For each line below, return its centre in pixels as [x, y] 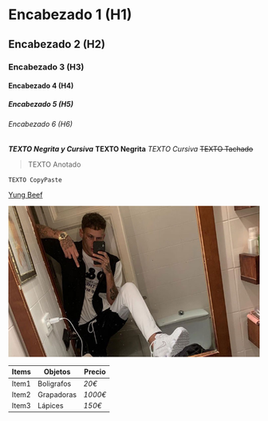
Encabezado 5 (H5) [41, 104]
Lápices [51, 406]
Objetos [57, 372]
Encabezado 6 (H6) [41, 124]
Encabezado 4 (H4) [41, 86]
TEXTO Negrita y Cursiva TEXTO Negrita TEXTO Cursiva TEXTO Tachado [131, 148]
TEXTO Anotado [54, 164]
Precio [95, 372]
